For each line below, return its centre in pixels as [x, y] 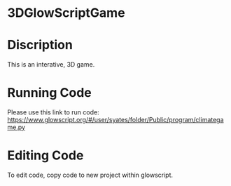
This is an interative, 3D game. [51, 65]
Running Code [50, 93]
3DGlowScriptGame [66, 13]
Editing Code [45, 155]
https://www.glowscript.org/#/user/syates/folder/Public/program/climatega [115, 120]
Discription [40, 45]
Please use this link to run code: [53, 112]
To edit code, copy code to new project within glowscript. [90, 175]
